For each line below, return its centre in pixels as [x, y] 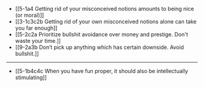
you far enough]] [36, 28]
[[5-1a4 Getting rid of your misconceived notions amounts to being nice [104, 9]
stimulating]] [31, 77]
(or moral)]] [29, 15]
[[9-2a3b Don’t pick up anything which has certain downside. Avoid [99, 47]
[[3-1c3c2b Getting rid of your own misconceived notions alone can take [106, 21]
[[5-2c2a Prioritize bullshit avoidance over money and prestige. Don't [101, 34]
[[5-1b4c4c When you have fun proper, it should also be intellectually [101, 71]
